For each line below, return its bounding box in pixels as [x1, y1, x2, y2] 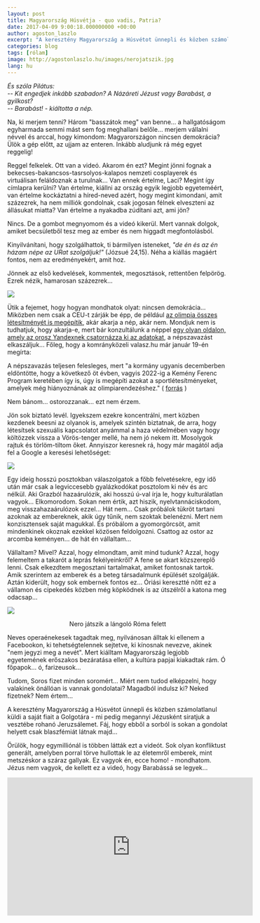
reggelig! [7, 147, 33, 156]
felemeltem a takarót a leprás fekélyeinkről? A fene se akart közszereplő [7, 555, 216, 564]
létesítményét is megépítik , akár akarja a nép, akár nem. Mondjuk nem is [7, 318, 216, 326]
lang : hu [7, 62, 33, 69]
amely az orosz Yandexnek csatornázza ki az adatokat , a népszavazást [7, 332, 213, 341]
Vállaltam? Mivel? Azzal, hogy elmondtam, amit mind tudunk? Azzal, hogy [7, 548, 219, 556]
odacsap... [7, 593, 38, 601]
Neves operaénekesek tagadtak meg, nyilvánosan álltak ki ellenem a [7, 633, 205, 642]
